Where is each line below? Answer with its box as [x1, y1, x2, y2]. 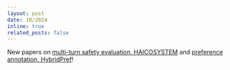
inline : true [7, 23, 45, 30]
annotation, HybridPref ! [7, 56, 74, 64]
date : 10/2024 [7, 16, 48, 23]
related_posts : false [7, 29, 70, 36]
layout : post [7, 10, 45, 17]
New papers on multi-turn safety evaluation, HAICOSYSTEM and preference [7, 48, 224, 56]
